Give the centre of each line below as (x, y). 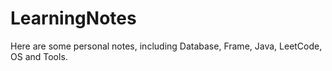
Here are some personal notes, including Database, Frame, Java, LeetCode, (166, 46)
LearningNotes (73, 18)
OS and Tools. (39, 56)
